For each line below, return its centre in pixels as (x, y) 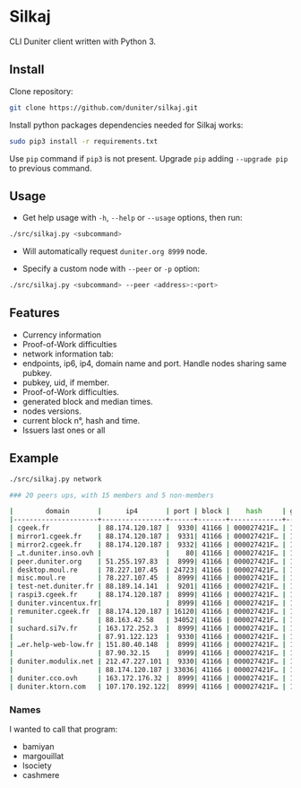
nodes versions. (52, 411)
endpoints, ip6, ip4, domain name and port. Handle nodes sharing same (154, 363)
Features (34, 313)
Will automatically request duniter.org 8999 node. (115, 251)
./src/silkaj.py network (56, 479)
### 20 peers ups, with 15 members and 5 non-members (112, 495)
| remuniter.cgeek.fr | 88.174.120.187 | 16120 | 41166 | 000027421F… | (148, 611)
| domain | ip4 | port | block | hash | (148, 512)
